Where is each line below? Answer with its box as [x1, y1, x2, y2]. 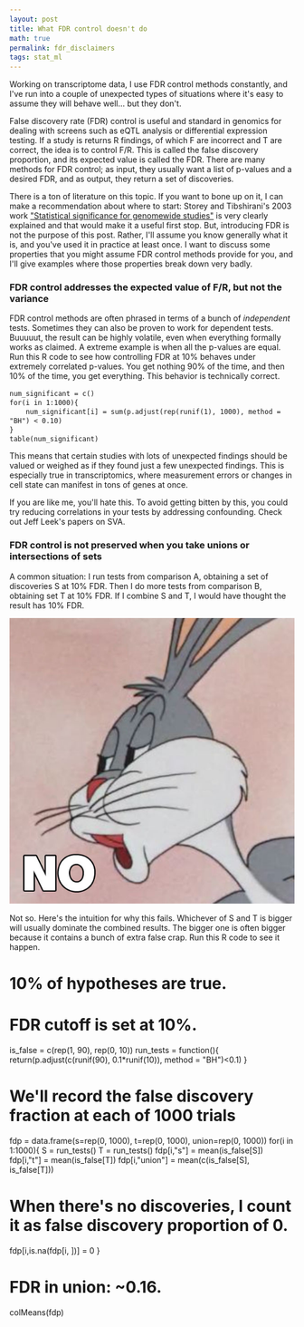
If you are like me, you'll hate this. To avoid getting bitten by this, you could [9, 497, 289, 508]
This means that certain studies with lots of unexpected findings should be [9, 450, 288, 461]
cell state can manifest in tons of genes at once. [9, 479, 188, 490]
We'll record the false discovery [9, 1086, 254, 1107]
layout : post [9, 15, 59, 24]
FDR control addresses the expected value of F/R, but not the [9, 281, 282, 294]
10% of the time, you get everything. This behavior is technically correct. [9, 371, 280, 382]
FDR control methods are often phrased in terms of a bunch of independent [9, 313, 291, 324]
